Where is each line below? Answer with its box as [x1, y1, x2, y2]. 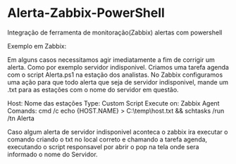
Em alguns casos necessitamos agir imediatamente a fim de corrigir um [7, 55, 215, 64]
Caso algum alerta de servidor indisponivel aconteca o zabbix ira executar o [7, 127, 228, 136]
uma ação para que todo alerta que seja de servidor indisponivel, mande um [7, 77, 229, 86]
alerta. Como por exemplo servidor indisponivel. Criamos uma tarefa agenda [7, 63, 229, 71]
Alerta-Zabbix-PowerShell [7, 5, 166, 21]
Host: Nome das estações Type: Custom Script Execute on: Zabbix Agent [7, 99, 220, 107]
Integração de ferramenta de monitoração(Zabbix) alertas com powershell [7, 28, 223, 37]
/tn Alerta [7, 114, 35, 122]
